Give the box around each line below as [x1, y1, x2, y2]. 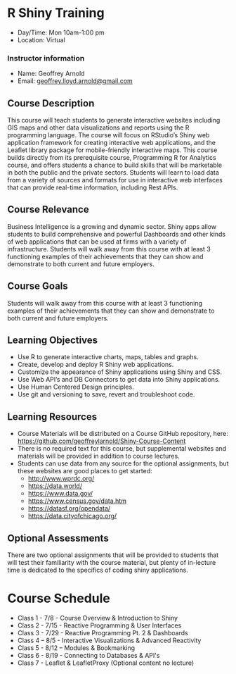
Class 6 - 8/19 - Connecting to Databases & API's [17, 651, 160, 660]
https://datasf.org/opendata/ [27, 504, 111, 513]
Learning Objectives [7, 335, 98, 347]
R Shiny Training [7, 5, 105, 21]
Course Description [7, 97, 95, 109]
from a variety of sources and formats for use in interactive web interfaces [7, 176, 223, 185]
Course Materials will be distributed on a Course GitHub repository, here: [17, 430, 228, 438]
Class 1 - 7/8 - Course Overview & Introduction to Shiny [17, 614, 178, 623]
